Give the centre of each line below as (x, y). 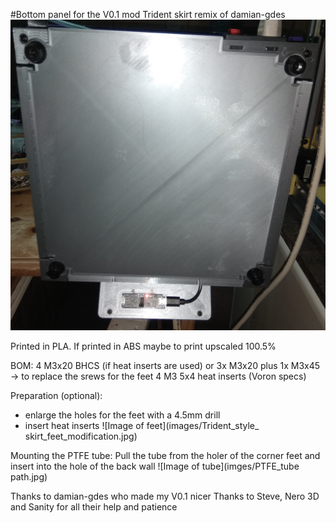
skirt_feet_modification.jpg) (81, 436)
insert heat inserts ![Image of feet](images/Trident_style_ (142, 426)
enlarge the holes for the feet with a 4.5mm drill (122, 415)
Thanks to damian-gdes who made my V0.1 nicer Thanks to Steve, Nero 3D (165, 496)
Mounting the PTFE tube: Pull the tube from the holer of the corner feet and (165, 456)
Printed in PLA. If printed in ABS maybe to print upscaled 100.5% (143, 346)
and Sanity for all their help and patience (94, 507)
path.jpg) (29, 477)
